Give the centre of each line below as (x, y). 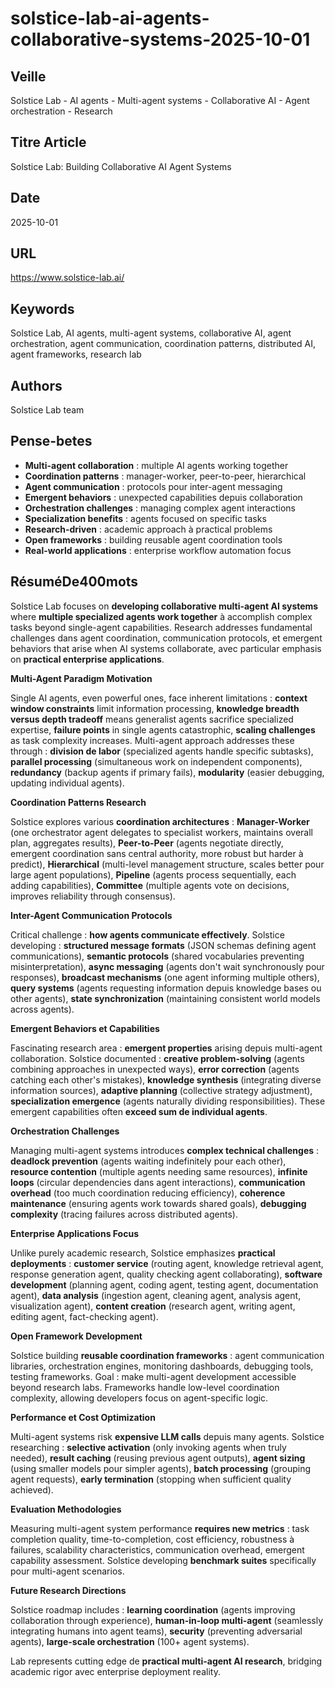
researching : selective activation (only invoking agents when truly (148, 1447)
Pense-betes (51, 441)
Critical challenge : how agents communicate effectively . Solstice (147, 934)
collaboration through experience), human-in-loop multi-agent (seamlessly (167, 1620)
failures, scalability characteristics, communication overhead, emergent (157, 1549)
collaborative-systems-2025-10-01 (160, 39)
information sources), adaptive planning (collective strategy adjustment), (161, 1090)
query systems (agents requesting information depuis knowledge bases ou (166, 988)
